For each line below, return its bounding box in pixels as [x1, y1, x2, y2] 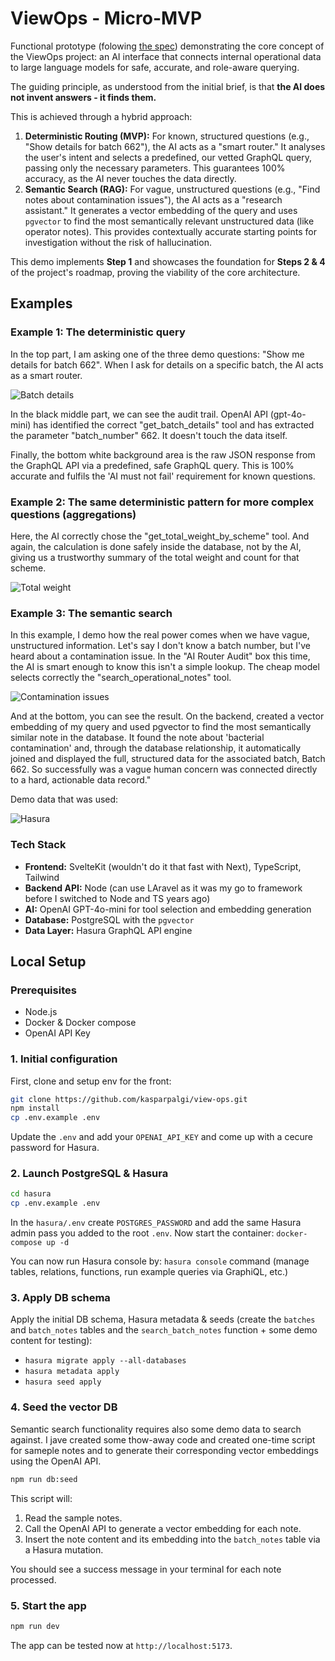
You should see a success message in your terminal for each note [10, 1563, 282, 1575]
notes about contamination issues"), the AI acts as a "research [24, 193, 283, 206]
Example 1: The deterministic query [10, 325, 186, 339]
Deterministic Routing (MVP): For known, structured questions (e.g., [24, 130, 310, 142]
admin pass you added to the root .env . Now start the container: [10, 1227, 275, 1239]
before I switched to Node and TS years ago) [24, 892, 211, 904]
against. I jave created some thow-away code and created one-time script [10, 1433, 316, 1446]
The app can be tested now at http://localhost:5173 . [10, 1639, 233, 1651]
